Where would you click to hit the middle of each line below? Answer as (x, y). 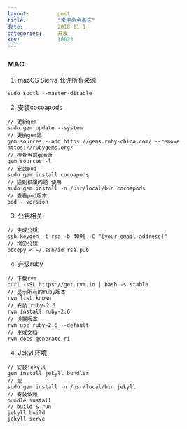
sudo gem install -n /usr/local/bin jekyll (72, 387)
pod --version (28, 202)
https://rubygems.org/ (40, 148)
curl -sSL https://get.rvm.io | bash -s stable (78, 285)
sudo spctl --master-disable (50, 94)
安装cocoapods (40, 107)
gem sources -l (29, 162)
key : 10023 (40, 40)
